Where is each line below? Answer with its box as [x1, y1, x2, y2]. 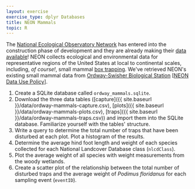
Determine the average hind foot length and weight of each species [14, 139, 177, 146]
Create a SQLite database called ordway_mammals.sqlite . [14, 90, 150, 97]
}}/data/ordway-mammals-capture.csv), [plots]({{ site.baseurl [14, 102, 164, 109]
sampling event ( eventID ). [14, 177, 77, 184]
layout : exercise [6, 8, 49, 15]
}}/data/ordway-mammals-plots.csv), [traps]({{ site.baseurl [14, 108, 158, 115]
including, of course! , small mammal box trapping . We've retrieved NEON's [6, 66, 186, 73]
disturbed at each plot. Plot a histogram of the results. [14, 133, 145, 140]
